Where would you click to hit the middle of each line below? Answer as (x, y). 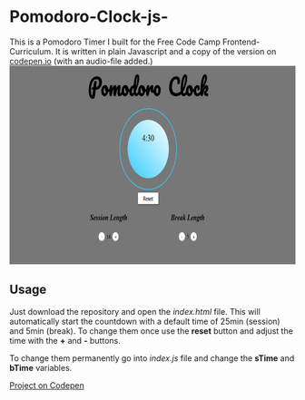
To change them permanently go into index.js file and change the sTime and (152, 358)
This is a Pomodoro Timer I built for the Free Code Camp (115, 42)
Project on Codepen (47, 385)
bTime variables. (41, 367)
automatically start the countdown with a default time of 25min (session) (145, 321)
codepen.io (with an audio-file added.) (81, 61)
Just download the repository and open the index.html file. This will (135, 311)
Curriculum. (32, 51)
